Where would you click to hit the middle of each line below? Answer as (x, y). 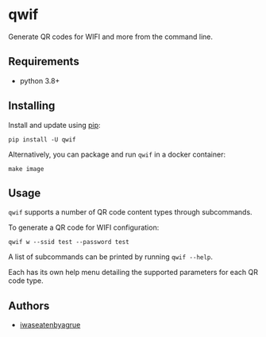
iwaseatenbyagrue (50, 325)
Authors (29, 306)
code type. (26, 281)
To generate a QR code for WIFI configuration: (84, 227)
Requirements (44, 62)
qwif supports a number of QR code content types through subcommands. (130, 212)
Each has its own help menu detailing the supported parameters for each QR (133, 273)
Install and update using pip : (54, 125)
